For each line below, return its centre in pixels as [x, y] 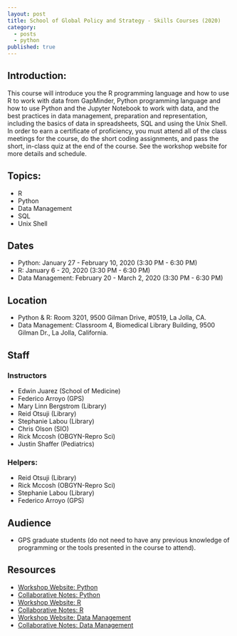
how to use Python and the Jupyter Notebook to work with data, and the [113, 108]
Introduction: [37, 76]
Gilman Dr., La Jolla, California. [63, 333]
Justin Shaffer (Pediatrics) [56, 444]
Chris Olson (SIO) [43, 429]
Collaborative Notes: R [51, 610]
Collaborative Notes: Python [59, 595]
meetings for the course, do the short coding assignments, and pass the [113, 138]
